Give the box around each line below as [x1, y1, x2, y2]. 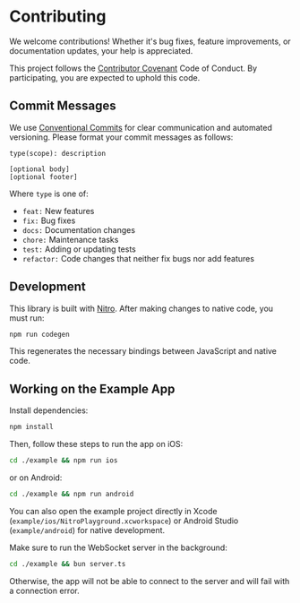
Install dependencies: [9, 405, 89, 416]
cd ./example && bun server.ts [9, 559, 126, 568]
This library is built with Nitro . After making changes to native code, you [9, 303, 274, 314]
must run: [9, 312, 45, 323]
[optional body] [9, 164, 70, 174]
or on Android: [9, 472, 63, 483]
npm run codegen [9, 330, 70, 339]
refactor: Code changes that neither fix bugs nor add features [21, 253, 255, 263]
